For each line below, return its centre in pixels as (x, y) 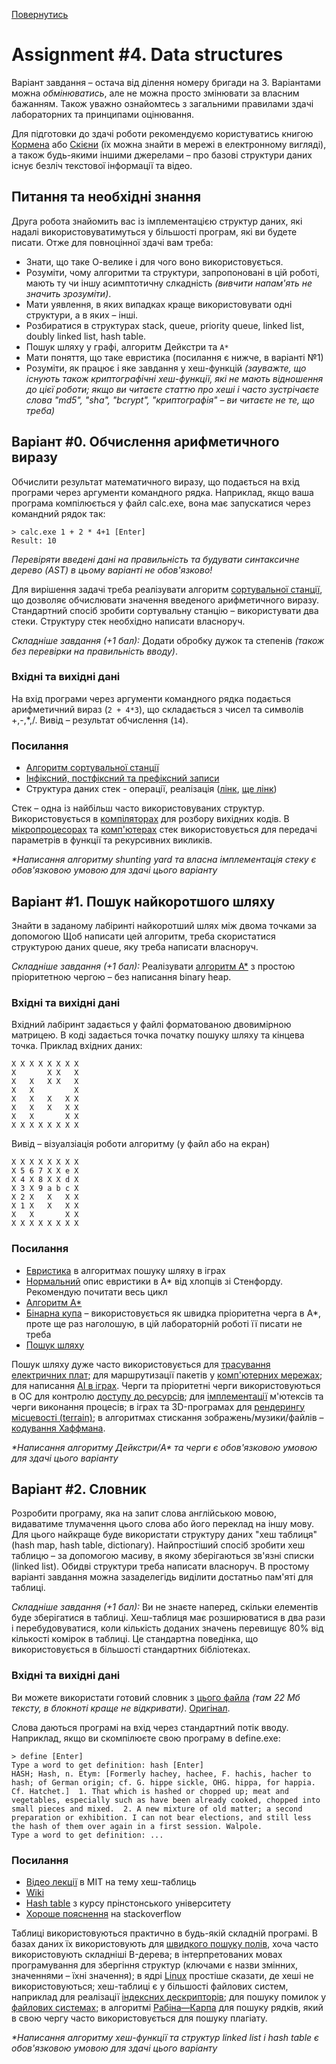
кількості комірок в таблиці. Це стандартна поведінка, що (135, 1639)
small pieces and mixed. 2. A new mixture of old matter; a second (157, 1809)
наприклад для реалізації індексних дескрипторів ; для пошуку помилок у (168, 1996)
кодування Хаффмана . (58, 1428)
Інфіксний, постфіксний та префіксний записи (122, 778)
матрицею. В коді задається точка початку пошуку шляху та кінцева (158, 1035)
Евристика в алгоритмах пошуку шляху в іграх (125, 1270)
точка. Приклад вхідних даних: (77, 1046)
